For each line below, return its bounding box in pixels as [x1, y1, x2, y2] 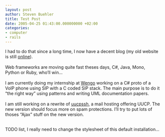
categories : [5, 26, 30, 31]
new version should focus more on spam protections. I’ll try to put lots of [5, 106, 153, 112]
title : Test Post [5, 16, 41, 21]
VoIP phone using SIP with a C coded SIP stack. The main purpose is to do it [5, 85, 160, 91]
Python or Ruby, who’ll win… [5, 69, 63, 75]
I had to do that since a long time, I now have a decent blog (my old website [5, 48, 159, 54]
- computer [5, 30, 28, 35]
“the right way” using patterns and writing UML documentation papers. [5, 90, 149, 96]
